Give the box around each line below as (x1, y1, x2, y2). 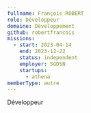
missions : (7, 35, 36, 42)
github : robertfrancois (7, 29, 75, 36)
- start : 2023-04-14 (13, 42, 72, 48)
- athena (25, 73, 51, 80)
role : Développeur (7, 16, 60, 23)
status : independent (19, 54, 78, 61)
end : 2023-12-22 (19, 48, 66, 55)
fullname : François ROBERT (7, 10, 84, 17)
